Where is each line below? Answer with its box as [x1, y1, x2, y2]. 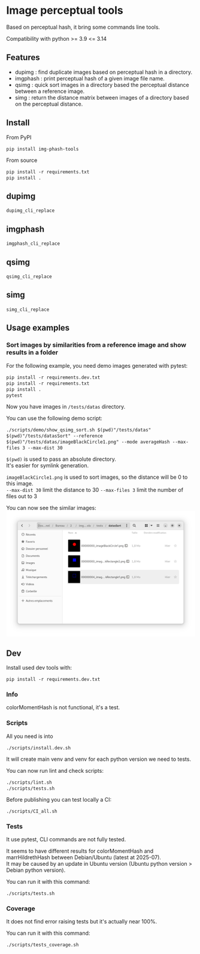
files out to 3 [6, 493, 38, 500]
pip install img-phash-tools [6, 146, 79, 152]
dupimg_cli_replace [6, 208, 55, 214]
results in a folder [6, 349, 59, 357]
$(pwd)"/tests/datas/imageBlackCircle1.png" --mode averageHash [6, 439, 170, 445]
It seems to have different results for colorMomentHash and [6, 847, 154, 854]
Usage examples [6, 323, 70, 333]
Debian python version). [6, 866, 66, 874]
